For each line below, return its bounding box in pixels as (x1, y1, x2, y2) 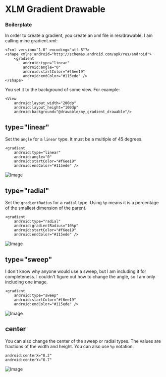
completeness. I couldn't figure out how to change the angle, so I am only (5, 273, 156, 279)
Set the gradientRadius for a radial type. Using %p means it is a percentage (5, 200, 159, 206)
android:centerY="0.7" (5, 357, 52, 362)
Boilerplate (5, 21, 32, 28)
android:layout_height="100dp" (14, 105, 79, 110)
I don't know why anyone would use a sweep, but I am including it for (5, 268, 147, 274)
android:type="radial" (14, 219, 61, 224)
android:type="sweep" (14, 293, 58, 298)
